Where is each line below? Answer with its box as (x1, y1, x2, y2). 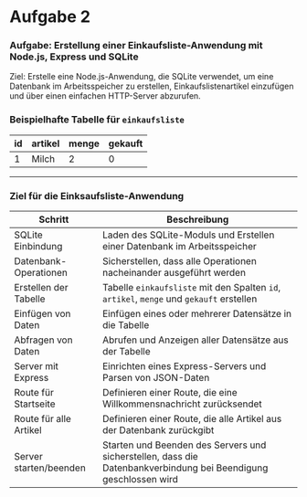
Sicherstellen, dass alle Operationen (101, 255, 258, 268)
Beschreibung (166, 213, 229, 226)
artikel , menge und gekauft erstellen (101, 292, 258, 305)
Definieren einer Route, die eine (101, 386, 238, 399)
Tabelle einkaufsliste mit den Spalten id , (101, 281, 281, 294)
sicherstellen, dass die (101, 450, 198, 463)
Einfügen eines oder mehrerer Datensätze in (101, 308, 292, 321)
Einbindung (14, 240, 63, 253)
